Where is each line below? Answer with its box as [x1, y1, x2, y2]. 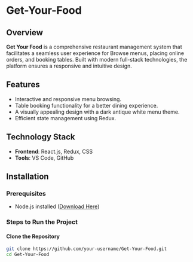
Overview [6, 28, 44, 38]
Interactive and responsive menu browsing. [14, 95, 121, 102]
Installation [6, 172, 49, 182]
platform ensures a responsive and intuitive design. [6, 62, 133, 69]
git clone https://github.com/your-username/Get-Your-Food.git [6, 246, 167, 252]
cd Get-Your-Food [6, 252, 50, 258]
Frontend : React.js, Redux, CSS [14, 148, 93, 155]
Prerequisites [6, 189, 46, 197]
